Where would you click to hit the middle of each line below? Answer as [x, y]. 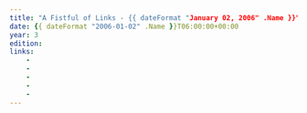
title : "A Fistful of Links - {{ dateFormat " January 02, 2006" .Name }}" [155, 18]
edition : [26, 43]
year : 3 [24, 35]
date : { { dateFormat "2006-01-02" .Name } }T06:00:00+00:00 [124, 26]
